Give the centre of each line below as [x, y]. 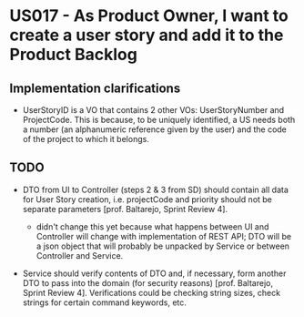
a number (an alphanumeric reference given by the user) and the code [154, 129]
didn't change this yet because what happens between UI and [152, 226]
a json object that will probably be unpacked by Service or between [162, 246]
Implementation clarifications [95, 88]
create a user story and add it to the [147, 35]
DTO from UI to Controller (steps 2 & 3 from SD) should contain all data [156, 189]
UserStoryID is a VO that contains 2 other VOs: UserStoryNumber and [153, 110]
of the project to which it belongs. [86, 139]
